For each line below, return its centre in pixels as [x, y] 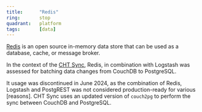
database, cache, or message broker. [53, 53]
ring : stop [28, 18]
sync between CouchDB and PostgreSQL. [59, 103]
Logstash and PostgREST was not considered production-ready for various [101, 90]
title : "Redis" [33, 12]
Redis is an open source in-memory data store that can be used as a [92, 47]
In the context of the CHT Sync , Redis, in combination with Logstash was [98, 65]
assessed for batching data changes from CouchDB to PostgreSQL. [91, 72]
